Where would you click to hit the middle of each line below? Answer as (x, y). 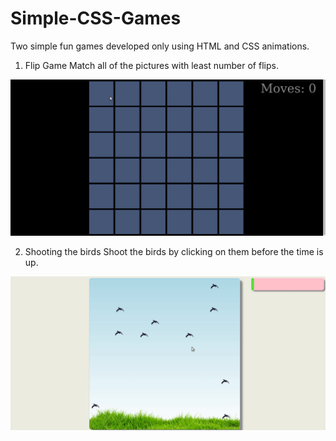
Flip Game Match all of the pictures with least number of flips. (151, 65)
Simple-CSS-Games (96, 18)
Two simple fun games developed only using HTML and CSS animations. (160, 46)
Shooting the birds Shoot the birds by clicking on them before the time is (174, 252)
